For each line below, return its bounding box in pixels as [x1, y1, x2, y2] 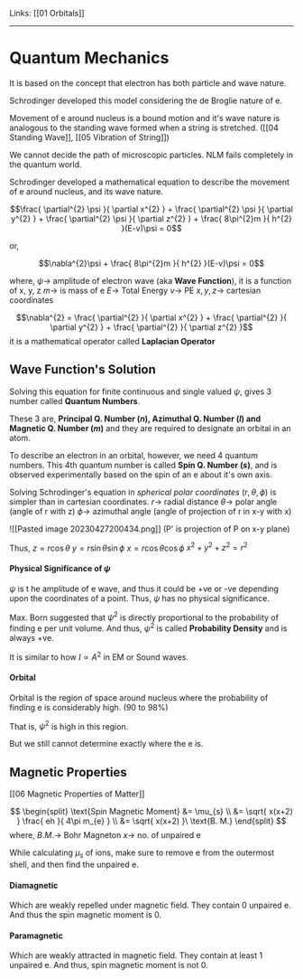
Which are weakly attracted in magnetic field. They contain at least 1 [9, 950, 263, 961]
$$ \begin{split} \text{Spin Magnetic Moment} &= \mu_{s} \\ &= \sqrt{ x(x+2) [10, 806, 293, 817]
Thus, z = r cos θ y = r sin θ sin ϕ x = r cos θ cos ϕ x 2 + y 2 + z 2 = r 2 [9, 541, 248, 553]
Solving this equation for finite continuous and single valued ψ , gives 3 [9, 386, 272, 397]
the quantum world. [9, 158, 83, 170]
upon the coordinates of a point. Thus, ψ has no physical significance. [9, 592, 271, 604]
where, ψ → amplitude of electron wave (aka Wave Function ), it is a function [9, 275, 291, 286]
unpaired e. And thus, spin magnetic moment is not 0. [9, 960, 209, 971]
